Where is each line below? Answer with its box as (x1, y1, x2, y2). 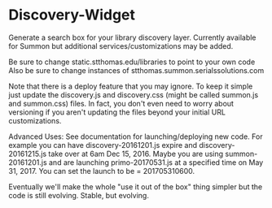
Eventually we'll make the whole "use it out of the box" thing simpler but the (8, 181, 263, 192)
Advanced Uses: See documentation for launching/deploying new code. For (8, 132, 263, 141)
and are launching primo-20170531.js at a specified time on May (48, 157, 264, 167)
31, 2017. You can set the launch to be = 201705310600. (8, 166, 195, 175)
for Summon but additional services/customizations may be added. (8, 41, 234, 50)
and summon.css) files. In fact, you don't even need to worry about (8, 98, 235, 108)
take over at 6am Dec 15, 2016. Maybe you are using (48, 149, 224, 158)
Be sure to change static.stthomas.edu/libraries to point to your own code (8, 57, 256, 67)
